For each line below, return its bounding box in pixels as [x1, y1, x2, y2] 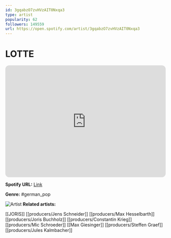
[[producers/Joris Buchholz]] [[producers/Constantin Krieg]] [5, 217, 132, 223]
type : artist [5, 12, 33, 17]
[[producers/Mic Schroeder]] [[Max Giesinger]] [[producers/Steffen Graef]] [5, 222, 163, 228]
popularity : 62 [5, 17, 38, 22]
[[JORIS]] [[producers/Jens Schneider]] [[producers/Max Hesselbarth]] [5, 211, 155, 217]
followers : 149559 [5, 21, 44, 27]
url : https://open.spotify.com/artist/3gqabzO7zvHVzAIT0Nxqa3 [5, 26, 140, 32]
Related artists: [22, 201, 56, 207]
